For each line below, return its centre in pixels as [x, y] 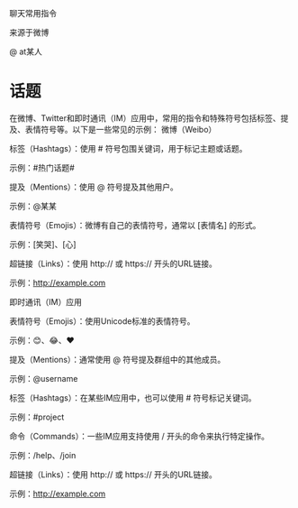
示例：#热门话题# [42, 167]
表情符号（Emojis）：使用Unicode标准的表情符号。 [102, 321]
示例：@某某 [33, 206]
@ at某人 [26, 51]
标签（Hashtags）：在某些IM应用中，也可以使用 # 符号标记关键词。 [133, 397]
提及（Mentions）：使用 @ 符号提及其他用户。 [94, 187]
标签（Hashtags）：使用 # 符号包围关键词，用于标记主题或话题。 [128, 148]
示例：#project [37, 417]
